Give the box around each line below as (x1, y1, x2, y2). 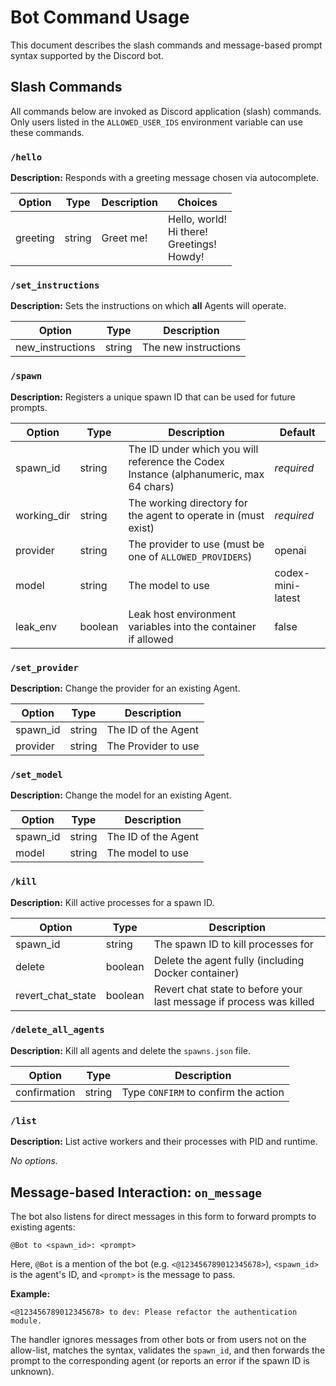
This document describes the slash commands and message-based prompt (10, 39, 323, 51)
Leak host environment (128, 607, 237, 621)
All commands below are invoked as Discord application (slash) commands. (10, 105, 322, 117)
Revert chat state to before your (153, 982, 303, 996)
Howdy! (168, 250, 205, 264)
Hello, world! (168, 212, 228, 226)
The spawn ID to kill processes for (153, 937, 314, 951)
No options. (10, 1155, 58, 1167)
